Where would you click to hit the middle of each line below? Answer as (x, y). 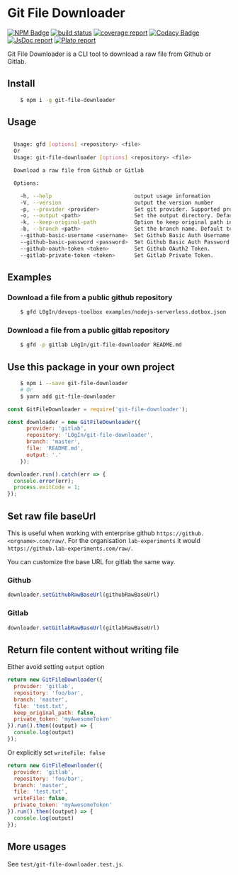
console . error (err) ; (44, 481)
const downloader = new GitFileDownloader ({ (74, 422)
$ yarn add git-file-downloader (68, 396)
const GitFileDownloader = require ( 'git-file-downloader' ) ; (98, 409)
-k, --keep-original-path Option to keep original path (121, 222)
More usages (37, 847)
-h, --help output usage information (115, 196)
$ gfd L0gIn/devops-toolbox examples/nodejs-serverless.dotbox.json (123, 312)
